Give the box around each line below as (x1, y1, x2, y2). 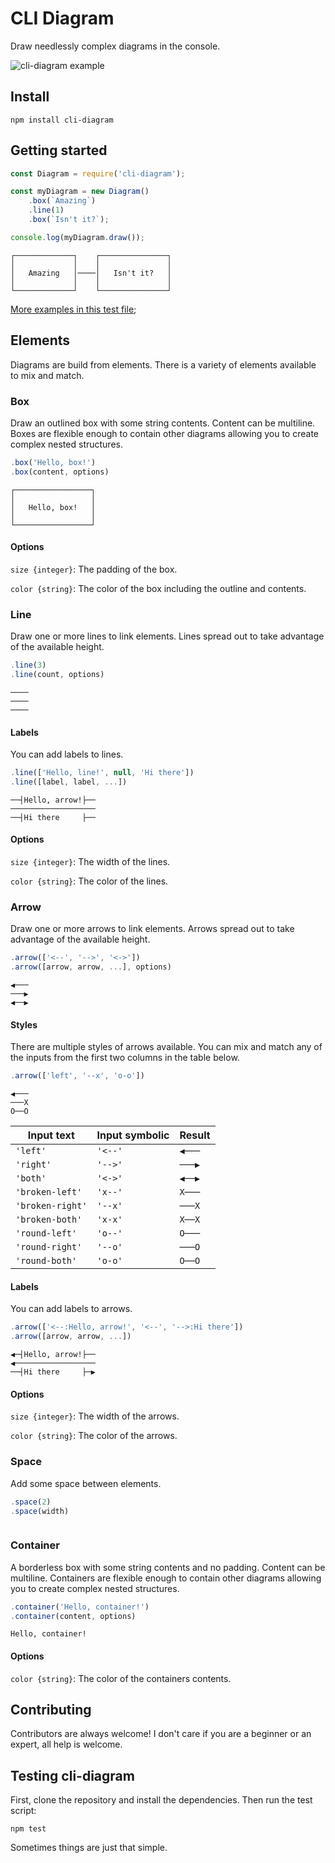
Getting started (10, 142, 108, 159)
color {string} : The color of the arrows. (10, 1430, 178, 1442)
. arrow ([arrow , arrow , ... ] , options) (10, 962, 172, 972)
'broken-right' (15, 1200, 88, 1212)
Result (179, 1128, 211, 1142)
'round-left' (15, 1228, 78, 1239)
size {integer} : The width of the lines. (10, 856, 171, 868)
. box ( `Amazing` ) (28, 196, 97, 206)
